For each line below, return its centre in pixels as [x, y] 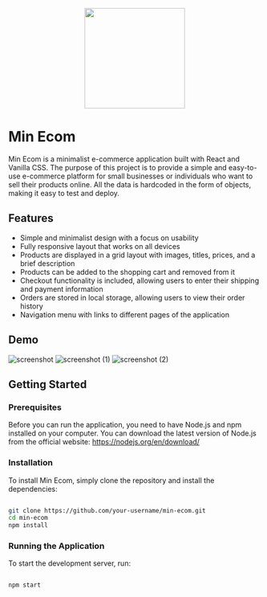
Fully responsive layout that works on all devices [100, 246]
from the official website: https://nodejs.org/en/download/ [104, 442]
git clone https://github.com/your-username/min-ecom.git [107, 510]
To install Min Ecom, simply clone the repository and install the [111, 480]
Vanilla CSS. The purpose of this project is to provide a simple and [117, 167]
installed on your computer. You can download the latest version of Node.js [132, 433]
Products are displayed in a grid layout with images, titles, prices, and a [138, 255]
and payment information [61, 288]
